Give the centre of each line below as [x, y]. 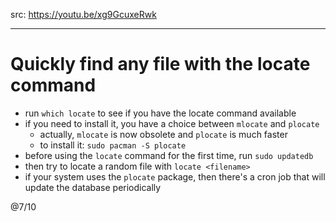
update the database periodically [93, 187]
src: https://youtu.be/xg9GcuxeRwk [83, 14]
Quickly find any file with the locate [160, 64]
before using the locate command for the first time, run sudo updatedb [169, 155]
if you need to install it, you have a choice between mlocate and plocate [172, 123]
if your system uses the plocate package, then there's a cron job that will [175, 176]
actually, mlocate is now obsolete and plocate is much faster [163, 134]
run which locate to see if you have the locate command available [160, 113]
